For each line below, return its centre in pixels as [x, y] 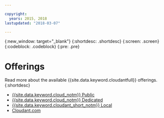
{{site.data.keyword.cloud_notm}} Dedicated [57, 100]
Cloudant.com [26, 111]
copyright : [16, 14]
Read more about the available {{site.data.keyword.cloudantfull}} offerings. [81, 80]
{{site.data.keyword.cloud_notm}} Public [53, 95]
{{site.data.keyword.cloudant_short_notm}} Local [62, 105]
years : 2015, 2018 [28, 18]
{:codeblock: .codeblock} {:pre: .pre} [42, 47]
